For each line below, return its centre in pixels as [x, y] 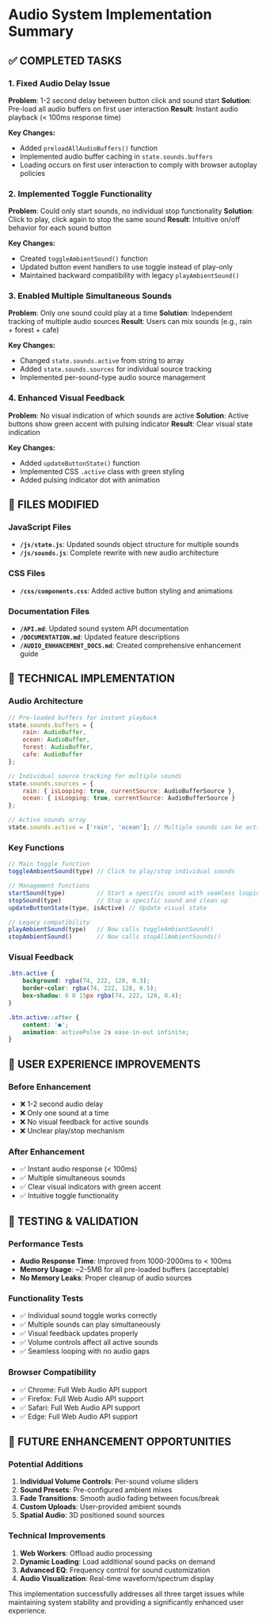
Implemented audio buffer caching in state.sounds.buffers [116, 156]
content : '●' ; [46, 1025]
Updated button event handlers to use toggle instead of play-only [126, 267]
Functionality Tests [46, 1298]
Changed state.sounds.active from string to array [102, 361]
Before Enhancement [49, 1086]
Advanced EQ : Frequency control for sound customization [115, 1570]
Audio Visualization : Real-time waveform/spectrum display [117, 1578]
